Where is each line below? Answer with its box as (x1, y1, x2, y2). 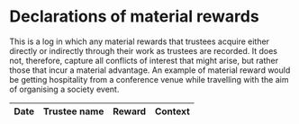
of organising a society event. (9, 84, 120, 94)
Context (154, 105, 191, 118)
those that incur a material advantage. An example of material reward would (9, 65, 291, 75)
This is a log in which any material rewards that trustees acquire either (9, 36, 270, 47)
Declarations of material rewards (9, 6, 259, 27)
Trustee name (43, 105, 104, 118)
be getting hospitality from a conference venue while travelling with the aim (9, 74, 289, 84)
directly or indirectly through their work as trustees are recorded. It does (9, 45, 277, 56)
